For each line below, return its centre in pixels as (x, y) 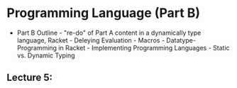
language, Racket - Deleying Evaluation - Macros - (90, 40)
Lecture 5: (30, 78)
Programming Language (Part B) (103, 13)
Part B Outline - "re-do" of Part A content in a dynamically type (109, 33)
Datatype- (181, 40)
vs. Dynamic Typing (46, 55)
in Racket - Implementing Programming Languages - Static (144, 48)
